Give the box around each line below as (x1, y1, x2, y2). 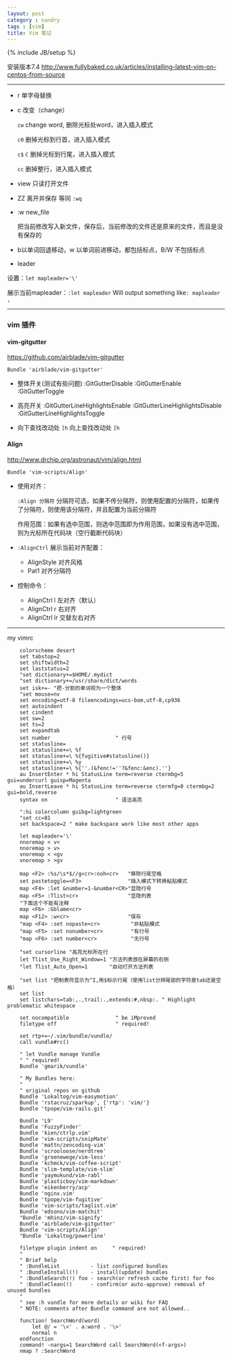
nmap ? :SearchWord (19, 1347, 76, 1354)
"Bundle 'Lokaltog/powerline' (19, 1232, 107, 1239)
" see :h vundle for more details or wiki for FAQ (19, 1299, 168, 1306)
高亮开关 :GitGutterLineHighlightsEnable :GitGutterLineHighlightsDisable (17, 402, 222, 410)
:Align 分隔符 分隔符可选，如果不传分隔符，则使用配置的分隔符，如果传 (17, 496, 220, 505)
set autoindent (19, 703, 64, 710)
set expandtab (19, 727, 60, 734)
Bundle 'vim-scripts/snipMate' (19, 1135, 110, 1142)
